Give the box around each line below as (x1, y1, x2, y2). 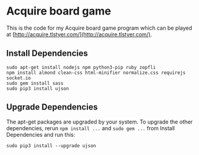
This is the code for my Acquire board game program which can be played (6, 24, 192, 31)
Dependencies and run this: (6, 131, 76, 138)
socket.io (6, 74, 32, 81)
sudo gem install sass (6, 80, 64, 86)
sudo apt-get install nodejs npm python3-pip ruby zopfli (6, 64, 156, 70)
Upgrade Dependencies (6, 102, 98, 113)
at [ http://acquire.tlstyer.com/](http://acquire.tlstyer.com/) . (6, 30, 153, 38)
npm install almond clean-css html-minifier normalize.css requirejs (6, 70, 186, 76)
